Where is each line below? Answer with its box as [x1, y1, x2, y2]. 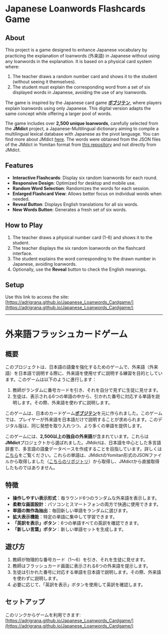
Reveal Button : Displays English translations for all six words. [12, 201, 138, 207]
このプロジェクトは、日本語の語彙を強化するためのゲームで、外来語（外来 [5, 364, 158, 370]
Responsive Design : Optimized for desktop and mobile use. [12, 180, 136, 186]
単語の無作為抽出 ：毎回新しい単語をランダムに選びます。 [12, 507, 131, 513]
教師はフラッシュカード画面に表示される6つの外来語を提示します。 [12, 563, 151, 569]
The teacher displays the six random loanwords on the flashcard [12, 245, 145, 251]
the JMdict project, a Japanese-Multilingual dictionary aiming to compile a [5, 126, 159, 132]
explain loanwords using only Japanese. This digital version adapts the [5, 106, 151, 111]
